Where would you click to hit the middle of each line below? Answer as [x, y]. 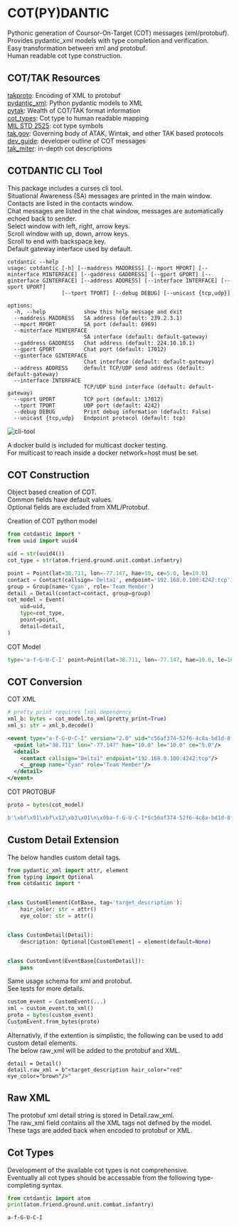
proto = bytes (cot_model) [46, 805]
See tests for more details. [46, 989]
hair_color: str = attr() [59, 909]
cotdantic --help [33, 262]
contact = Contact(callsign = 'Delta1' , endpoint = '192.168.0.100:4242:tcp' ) [121, 580]
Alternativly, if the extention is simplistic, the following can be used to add [115, 1035]
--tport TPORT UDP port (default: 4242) [87, 405]
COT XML [22, 699]
